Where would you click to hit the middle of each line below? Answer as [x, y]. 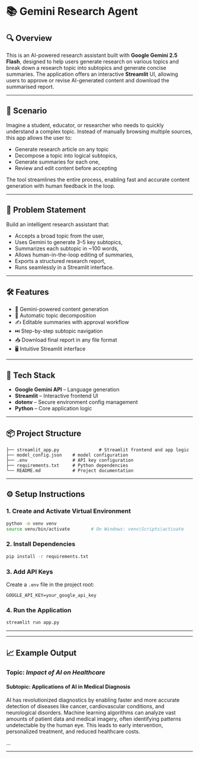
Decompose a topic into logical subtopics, [66, 155]
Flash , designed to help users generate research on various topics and [93, 62]
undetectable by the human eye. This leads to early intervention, [85, 725]
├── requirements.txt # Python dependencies [67, 465]
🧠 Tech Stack [31, 375]
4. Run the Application [39, 610]
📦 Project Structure [44, 433]
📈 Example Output [41, 653]
